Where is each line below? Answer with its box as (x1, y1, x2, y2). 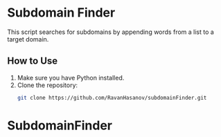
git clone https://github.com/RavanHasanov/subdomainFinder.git (17, 94, 207, 101)
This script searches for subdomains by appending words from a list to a (7, 28, 215, 36)
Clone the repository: (17, 81, 78, 89)
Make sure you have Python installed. (17, 73, 125, 82)
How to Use (7, 55, 58, 67)
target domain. (7, 35, 49, 43)
